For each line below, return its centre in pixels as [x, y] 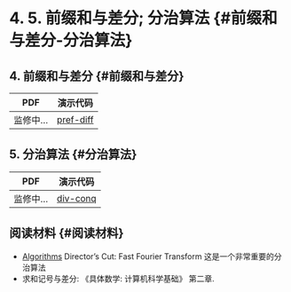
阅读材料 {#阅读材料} [67, 233]
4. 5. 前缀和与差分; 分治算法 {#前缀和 [143, 18]
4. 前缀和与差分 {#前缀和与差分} [97, 76]
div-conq [76, 198]
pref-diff [75, 119]
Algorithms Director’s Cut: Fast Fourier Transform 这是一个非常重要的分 [152, 256]
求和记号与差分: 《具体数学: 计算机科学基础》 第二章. [118, 278]
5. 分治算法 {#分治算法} [73, 155]
